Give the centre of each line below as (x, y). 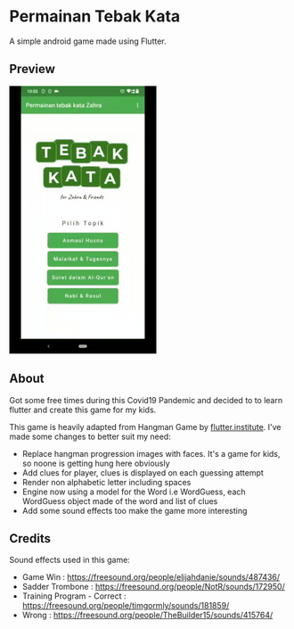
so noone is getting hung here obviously (96, 463)
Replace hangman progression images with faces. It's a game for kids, (151, 453)
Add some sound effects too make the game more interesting (135, 510)
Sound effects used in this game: (70, 560)
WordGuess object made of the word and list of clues (120, 501)
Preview (33, 69)
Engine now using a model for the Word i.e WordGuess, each (134, 492)
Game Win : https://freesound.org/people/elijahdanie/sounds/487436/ (151, 577)
